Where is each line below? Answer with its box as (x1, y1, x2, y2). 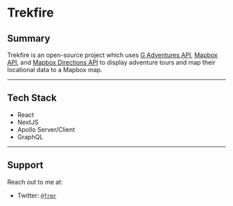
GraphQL (17, 132, 44, 141)
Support (7, 160, 44, 171)
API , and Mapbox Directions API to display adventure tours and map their (7, 58, 216, 67)
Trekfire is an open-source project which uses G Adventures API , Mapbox (7, 51, 218, 59)
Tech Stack (7, 92, 57, 104)
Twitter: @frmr (17, 191, 57, 199)
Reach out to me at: (7, 178, 63, 186)
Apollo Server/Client (17, 125, 75, 133)
